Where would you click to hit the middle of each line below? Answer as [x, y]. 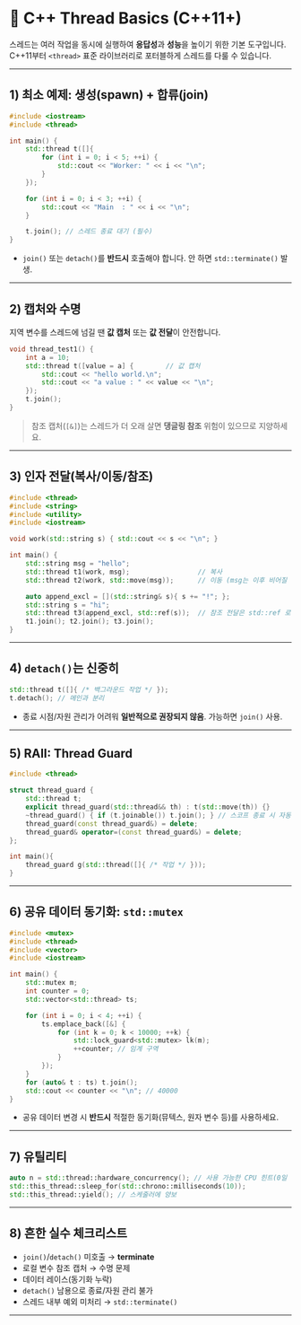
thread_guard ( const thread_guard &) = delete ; [112, 824]
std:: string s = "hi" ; [68, 605]
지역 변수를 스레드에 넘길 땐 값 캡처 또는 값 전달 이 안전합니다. [115, 332]
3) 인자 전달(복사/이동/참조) [82, 476]
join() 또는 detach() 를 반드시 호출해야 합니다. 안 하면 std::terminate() [150, 259]
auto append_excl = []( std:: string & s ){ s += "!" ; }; [128, 596]
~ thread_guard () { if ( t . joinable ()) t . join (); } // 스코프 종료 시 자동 [158, 815]
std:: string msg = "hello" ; [77, 564]
